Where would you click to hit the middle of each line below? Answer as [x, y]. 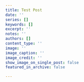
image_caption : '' [25, 53]
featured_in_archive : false [35, 67]
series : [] [17, 19]
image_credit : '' [24, 58]
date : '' [15, 15]
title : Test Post [24, 10]
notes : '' [16, 34]
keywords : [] [19, 24]
